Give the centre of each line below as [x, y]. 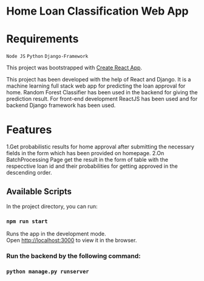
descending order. [29, 173]
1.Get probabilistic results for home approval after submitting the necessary [100, 147]
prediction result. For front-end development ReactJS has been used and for [102, 99]
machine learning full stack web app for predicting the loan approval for [96, 86]
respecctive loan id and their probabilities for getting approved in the [92, 166]
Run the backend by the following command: [73, 256]
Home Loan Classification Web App [97, 11]
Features [29, 130]
